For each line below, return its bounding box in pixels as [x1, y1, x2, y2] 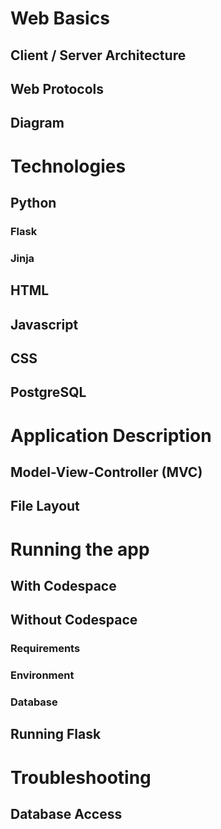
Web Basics [10, 7, 110, 30]
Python [10, 194, 57, 211]
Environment [10, 668, 75, 682]
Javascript [10, 316, 79, 333]
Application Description [10, 424, 212, 447]
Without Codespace [10, 612, 138, 629]
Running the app [10, 538, 150, 561]
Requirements [10, 642, 81, 656]
